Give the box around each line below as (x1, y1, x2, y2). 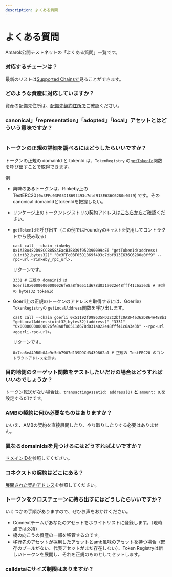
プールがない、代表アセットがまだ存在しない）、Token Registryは (21, 545, 159, 551)
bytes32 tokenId (18, 288, 54, 294)
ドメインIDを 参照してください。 (5, 455, 73, 461)
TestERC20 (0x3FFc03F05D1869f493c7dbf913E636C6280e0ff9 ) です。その (12, 192, 160, 198)
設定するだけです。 (5, 395, 46, 401)
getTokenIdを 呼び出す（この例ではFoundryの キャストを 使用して (12, 226, 143, 233)
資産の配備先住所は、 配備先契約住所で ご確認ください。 (5, 103, 122, 109)
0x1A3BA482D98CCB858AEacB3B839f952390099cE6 (12, 247, 110, 253)
